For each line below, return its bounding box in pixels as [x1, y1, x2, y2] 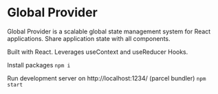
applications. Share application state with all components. [7, 34, 171, 42]
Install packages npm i [7, 61, 71, 69]
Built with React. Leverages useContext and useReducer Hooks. [7, 48, 188, 56]
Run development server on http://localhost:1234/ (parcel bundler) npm [7, 74, 206, 82]
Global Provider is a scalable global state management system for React [7, 27, 211, 35]
